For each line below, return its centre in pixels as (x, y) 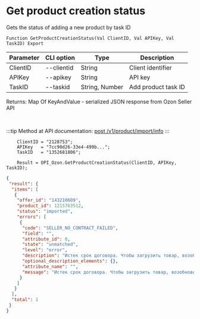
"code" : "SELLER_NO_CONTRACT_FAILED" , (70, 228)
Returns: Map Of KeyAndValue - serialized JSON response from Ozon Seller (99, 102)
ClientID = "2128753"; (45, 142)
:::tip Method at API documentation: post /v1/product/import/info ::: (88, 131)
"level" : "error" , (45, 250)
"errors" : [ (32, 217)
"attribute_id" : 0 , (46, 239)
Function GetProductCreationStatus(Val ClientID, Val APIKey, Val (90, 38)
